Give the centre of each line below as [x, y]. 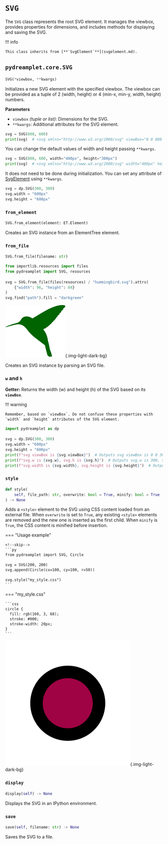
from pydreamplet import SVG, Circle [44, 555]
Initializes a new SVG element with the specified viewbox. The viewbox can [82, 89]
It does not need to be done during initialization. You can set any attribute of [83, 174]
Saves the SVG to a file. [29, 836]
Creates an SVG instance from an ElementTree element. [62, 232]
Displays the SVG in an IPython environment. [51, 803]
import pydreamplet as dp [32, 429]
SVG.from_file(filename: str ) [37, 257]
